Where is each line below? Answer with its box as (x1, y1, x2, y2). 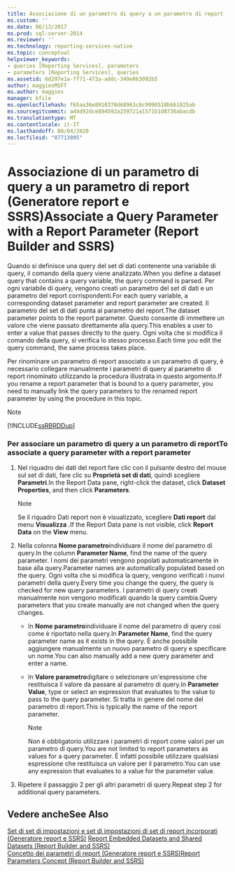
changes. (17, 609, 45, 617)
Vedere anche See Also (7, 808, 109, 820)
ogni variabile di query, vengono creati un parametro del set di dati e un (7, 284, 213, 293)
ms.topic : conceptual (7, 50, 71, 57)
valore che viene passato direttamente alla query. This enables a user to (7, 321, 213, 330)
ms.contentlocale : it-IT (7, 120, 80, 128)
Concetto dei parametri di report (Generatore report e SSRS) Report (7, 849, 201, 858)
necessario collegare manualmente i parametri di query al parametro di (7, 365, 212, 373)
